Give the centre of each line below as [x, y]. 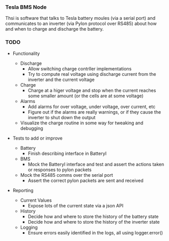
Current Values [36, 200]
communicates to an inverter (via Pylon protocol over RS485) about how [81, 23]
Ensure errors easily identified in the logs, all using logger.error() [95, 232]
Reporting [23, 190]
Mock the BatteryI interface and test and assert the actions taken [96, 164]
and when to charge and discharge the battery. [54, 29]
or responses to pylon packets [60, 170]
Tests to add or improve [37, 138]
